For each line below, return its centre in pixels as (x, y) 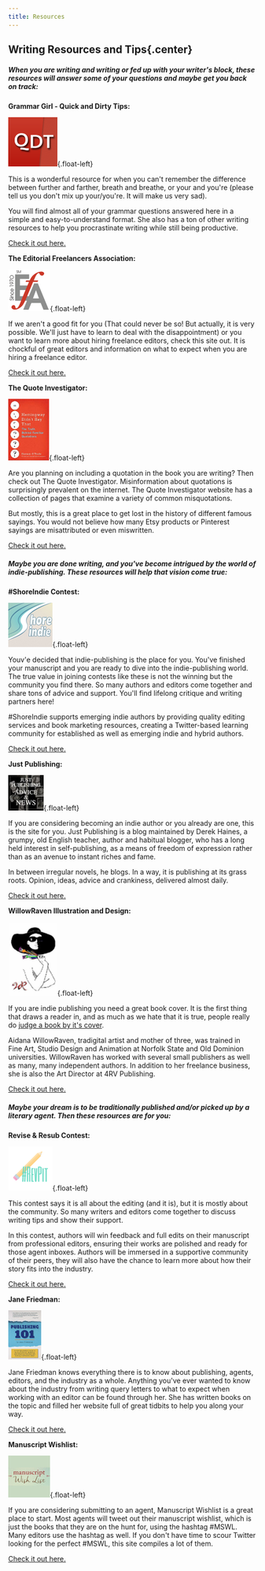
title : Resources (37, 17)
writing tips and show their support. (66, 1220)
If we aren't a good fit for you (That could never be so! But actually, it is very (131, 324)
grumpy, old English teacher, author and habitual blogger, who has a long (127, 840)
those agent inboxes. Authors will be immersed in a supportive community (129, 1252)
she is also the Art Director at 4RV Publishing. (82, 1073)
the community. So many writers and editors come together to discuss (122, 1211)
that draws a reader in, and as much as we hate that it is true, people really (129, 1016)
